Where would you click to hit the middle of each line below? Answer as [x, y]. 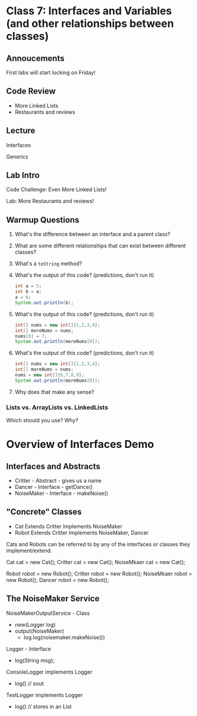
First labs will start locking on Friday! [51, 72]
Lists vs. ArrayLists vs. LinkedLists [57, 407]
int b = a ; [28, 292]
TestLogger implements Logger [45, 695]
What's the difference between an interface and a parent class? [93, 234]
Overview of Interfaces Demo [80, 444]
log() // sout [29, 683]
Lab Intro [23, 175]
